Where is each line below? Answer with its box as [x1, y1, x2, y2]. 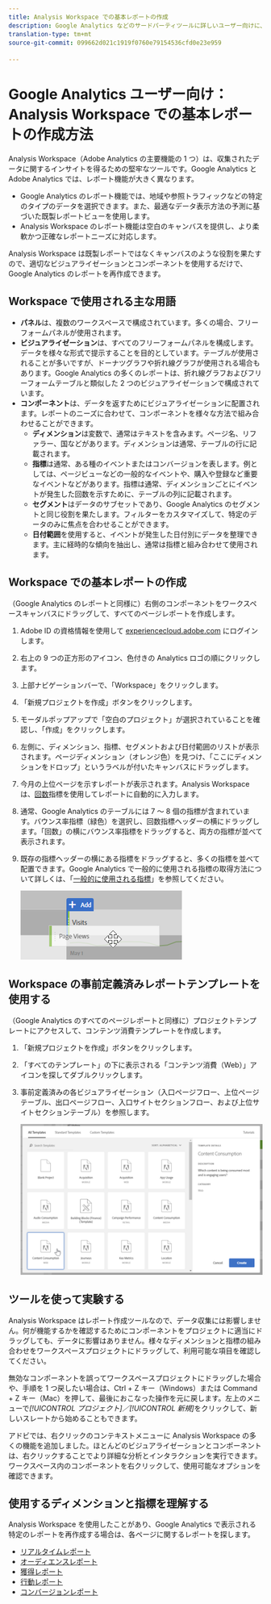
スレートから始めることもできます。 [22, 1413, 143, 1423]
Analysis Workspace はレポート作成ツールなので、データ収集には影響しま [8, 1315, 254, 1325]
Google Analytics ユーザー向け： [8, 86, 228, 104]
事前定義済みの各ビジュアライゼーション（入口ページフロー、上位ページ [19, 1087, 260, 1096]
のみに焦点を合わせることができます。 [46, 519, 173, 528]
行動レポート [19, 1577, 63, 1587]
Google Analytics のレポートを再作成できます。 [8, 269, 165, 278]
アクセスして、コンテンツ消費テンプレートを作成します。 [35, 1025, 226, 1035]
